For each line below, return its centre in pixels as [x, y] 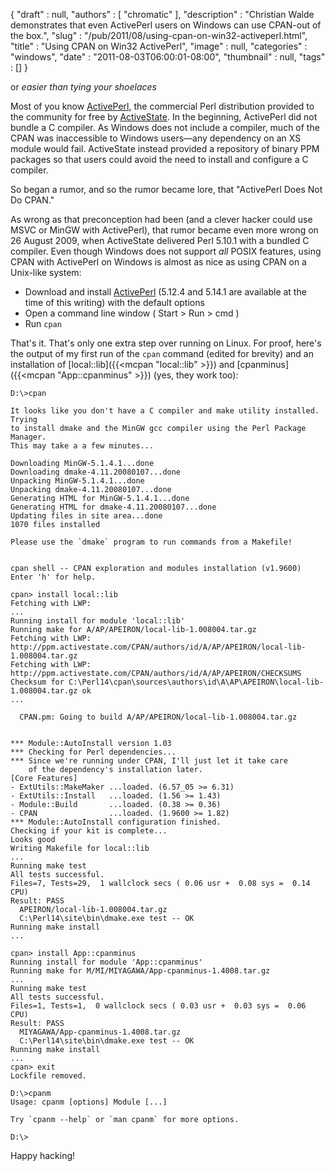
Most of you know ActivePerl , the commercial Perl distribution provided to [162, 106]
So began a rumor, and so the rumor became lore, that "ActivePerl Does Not [166, 189]
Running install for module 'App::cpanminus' [106, 962]
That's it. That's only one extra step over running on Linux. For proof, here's [166, 343]
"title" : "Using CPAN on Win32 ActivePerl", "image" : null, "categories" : [159, 46]
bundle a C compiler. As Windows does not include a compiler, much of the [165, 127]
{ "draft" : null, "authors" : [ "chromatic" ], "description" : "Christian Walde [162, 14]
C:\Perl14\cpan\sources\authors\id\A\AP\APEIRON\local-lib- [196, 682]
